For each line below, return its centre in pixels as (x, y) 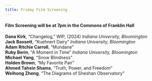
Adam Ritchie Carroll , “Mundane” (40, 47)
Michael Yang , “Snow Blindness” (39, 57)
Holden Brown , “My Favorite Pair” (40, 63)
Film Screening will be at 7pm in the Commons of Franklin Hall (70, 26)
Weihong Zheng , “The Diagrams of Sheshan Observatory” (65, 73)
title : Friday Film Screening (36, 10)
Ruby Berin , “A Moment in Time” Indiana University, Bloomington (71, 52)
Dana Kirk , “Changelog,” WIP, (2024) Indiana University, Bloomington (76, 36)
